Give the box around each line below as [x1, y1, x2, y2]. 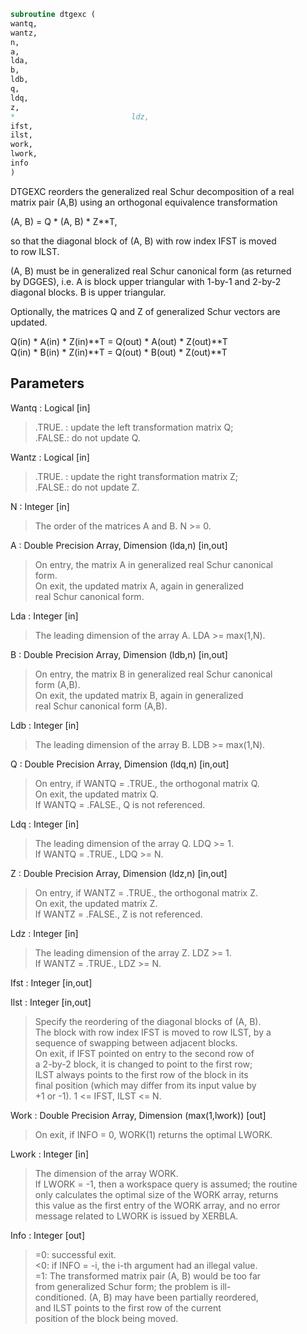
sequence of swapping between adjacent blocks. [34, 1036, 238, 1049]
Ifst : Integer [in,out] [10, 976, 93, 989]
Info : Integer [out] [10, 1229, 86, 1241]
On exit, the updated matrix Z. [34, 897, 158, 909]
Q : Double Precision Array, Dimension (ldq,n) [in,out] [10, 758, 230, 770]
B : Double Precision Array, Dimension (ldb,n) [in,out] [10, 648, 228, 660]
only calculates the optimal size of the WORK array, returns [34, 1188, 279, 1200]
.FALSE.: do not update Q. [34, 431, 141, 444]
